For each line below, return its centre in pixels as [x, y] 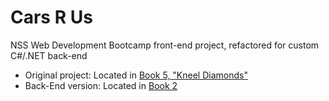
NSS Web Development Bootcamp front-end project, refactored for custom [165, 45]
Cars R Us [51, 17]
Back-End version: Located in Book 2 [101, 85]
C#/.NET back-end [49, 55]
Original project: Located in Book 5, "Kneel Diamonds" [136, 75]
